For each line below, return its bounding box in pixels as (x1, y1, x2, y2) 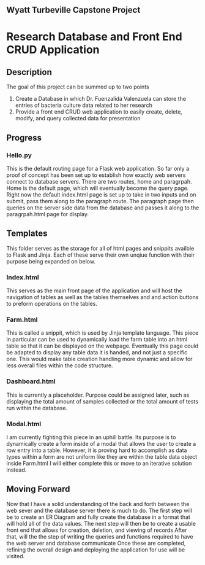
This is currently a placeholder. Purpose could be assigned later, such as (6, 391, 190, 399)
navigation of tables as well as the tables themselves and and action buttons (6, 294, 199, 301)
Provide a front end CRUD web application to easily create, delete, (15, 108, 182, 115)
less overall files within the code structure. (6, 362, 113, 369)
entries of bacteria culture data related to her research (15, 101, 153, 109)
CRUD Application (6, 42, 100, 56)
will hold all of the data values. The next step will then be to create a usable (6, 520, 196, 527)
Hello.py (6, 150, 32, 159)
